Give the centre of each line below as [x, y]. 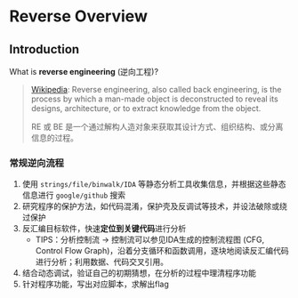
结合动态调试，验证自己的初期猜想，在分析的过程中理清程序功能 [139, 273]
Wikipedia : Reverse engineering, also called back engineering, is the [156, 89]
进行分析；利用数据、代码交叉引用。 [102, 262]
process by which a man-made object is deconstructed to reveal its [154, 99]
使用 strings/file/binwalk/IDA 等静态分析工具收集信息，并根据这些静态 [154, 184]
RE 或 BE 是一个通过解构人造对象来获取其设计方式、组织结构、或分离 [157, 127]
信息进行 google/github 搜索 [74, 195]
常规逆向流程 [37, 163]
